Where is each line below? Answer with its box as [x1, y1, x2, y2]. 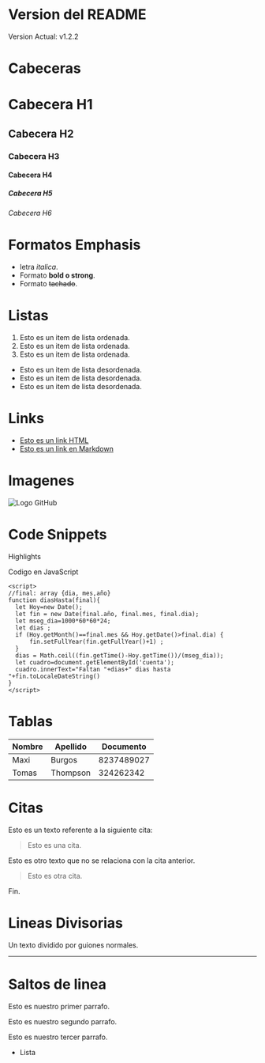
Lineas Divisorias [8, 914, 124, 932]
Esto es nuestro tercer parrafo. [8, 1032, 108, 1042]
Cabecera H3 [8, 150, 60, 161]
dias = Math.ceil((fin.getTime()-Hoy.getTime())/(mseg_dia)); [15, 651, 224, 660]
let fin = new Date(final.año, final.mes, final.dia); [15, 610, 200, 618]
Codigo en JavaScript [8, 567, 79, 577]
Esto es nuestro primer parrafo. [8, 1001, 110, 1011]
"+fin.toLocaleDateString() [8, 672, 101, 680]
